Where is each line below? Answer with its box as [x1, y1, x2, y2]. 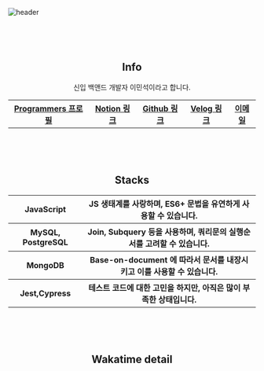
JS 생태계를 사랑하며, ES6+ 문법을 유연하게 [89, 198, 240, 209]
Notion [94, 103, 121, 114]
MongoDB [26, 259, 64, 270]
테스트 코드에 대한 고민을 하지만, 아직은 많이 [88, 282, 241, 293]
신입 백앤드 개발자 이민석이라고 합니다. [73, 83, 191, 92]
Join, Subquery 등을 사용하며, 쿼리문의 [87, 226, 227, 237]
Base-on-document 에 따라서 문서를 [90, 254, 225, 265]
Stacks [114, 174, 150, 187]
